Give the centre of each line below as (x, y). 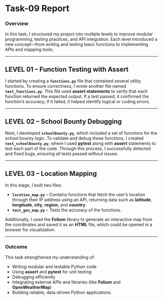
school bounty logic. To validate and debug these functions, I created (74, 138)
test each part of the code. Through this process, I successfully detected (78, 149)
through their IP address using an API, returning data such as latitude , (82, 200)
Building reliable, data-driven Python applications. (62, 292)
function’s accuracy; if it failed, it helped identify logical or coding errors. (78, 102)
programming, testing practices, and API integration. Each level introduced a (81, 39)
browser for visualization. (30, 229)
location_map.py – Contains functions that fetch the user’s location (79, 194)
